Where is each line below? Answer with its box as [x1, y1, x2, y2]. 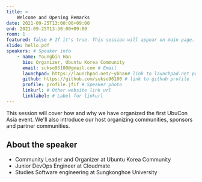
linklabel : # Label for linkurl [22, 93, 103, 99]
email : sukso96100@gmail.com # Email [22, 64, 117, 71]
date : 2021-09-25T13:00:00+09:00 [6, 20, 90, 26]
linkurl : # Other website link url [22, 87, 112, 93]
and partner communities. [6, 122, 70, 130]
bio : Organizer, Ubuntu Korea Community [22, 59, 125, 65]
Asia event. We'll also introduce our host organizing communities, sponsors [6, 116, 193, 123]
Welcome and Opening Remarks [17, 14, 90, 20]
